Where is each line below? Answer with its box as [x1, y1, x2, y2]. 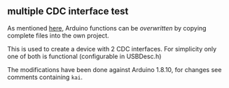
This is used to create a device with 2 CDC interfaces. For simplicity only [7, 44, 217, 53]
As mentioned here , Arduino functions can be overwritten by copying [7, 24, 207, 32]
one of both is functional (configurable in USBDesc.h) [7, 52, 162, 60]
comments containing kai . [7, 73, 83, 81]
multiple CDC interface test [7, 6, 129, 17]
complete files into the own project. [7, 31, 110, 39]
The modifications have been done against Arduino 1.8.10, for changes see [7, 65, 222, 73]
